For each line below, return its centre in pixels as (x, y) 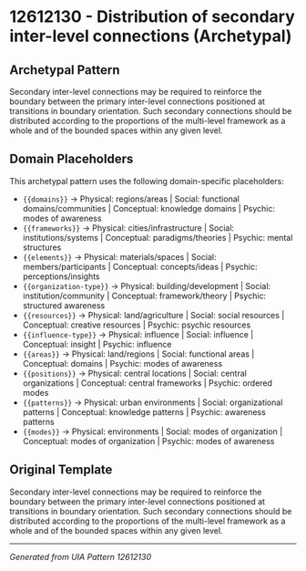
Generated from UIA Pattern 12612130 (81, 556)
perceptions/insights (61, 276)
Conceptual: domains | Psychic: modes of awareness (122, 363)
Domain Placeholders (71, 159)
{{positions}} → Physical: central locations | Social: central (135, 373)
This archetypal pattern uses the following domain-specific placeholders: (147, 181)
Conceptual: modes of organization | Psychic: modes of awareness (148, 441)
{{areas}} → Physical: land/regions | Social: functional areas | (138, 354)
